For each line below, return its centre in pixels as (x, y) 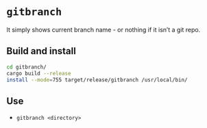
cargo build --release (39, 73)
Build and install (41, 51)
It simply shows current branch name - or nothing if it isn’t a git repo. (103, 29)
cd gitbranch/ (27, 67)
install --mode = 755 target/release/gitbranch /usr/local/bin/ (97, 80)
